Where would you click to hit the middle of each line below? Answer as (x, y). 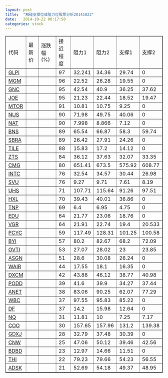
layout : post (19, 10)
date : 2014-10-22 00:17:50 (35, 19)
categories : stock (24, 24)
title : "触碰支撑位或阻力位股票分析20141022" (49, 14)
